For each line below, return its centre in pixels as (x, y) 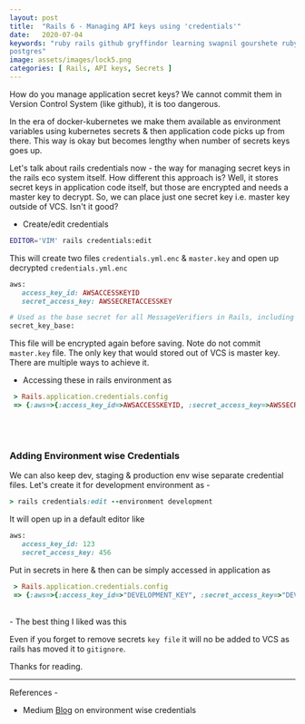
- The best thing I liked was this (68, 621)
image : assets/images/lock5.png (70, 60)
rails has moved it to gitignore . (68, 649)
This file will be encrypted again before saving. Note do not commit (135, 343)
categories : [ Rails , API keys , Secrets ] (91, 69)
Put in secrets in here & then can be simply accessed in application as (140, 570)
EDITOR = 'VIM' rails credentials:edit (81, 240)
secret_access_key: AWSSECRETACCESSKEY (97, 301)
